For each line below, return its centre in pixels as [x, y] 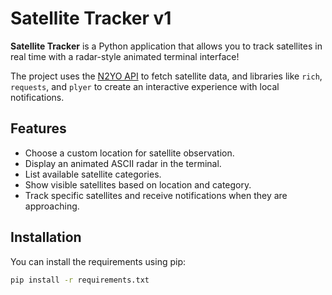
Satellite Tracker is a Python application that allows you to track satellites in [166, 46]
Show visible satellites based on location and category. [138, 184]
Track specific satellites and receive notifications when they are [156, 195]
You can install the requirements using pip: [98, 261]
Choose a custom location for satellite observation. [129, 153]
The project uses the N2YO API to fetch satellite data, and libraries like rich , [166, 76]
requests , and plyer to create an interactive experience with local [145, 86]
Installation [46, 237]
